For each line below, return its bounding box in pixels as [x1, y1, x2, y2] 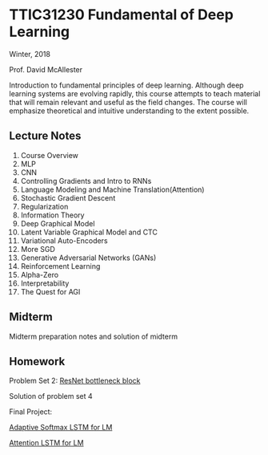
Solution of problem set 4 [9, 392, 93, 401]
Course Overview [20, 150, 79, 160]
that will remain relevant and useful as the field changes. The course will [9, 97, 247, 107]
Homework [9, 355, 66, 368]
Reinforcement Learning [20, 261, 101, 270]
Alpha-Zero [20, 270, 59, 279]
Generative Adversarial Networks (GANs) [20, 253, 157, 262]
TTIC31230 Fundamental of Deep [9, 6, 234, 24]
